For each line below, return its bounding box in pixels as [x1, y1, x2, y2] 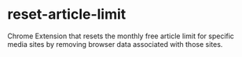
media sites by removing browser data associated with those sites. [7, 39, 223, 48]
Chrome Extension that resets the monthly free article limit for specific [7, 31, 235, 41]
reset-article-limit [7, 5, 126, 23]
